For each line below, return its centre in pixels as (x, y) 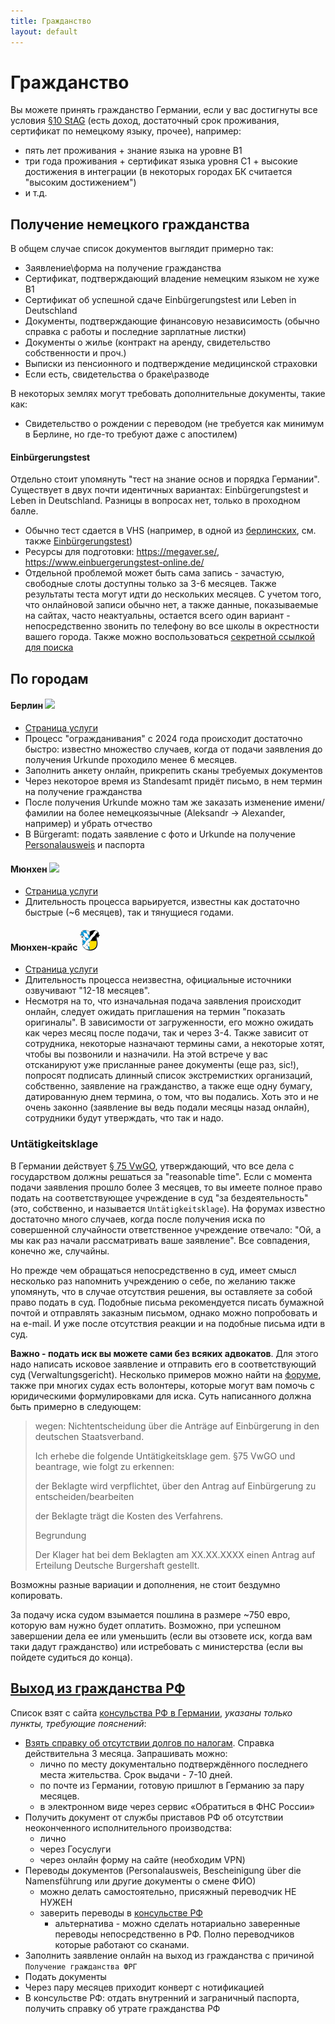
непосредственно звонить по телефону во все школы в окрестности (172, 626)
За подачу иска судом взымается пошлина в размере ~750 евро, (150, 1614)
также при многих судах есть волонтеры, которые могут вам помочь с (162, 1385)
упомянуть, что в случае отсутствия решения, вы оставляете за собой (161, 1291)
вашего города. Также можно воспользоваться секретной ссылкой (169, 637)
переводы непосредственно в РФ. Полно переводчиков (174, 1934)
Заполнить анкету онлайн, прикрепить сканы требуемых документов (173, 771)
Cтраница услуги (61, 969)
